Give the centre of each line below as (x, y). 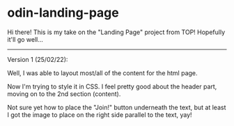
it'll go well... (25, 39)
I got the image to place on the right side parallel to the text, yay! (100, 115)
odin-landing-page (63, 13)
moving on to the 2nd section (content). (64, 94)
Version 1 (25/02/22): (38, 59)
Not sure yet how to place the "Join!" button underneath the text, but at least (117, 107)
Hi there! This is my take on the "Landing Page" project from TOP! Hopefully (116, 32)
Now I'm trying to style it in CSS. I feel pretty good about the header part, (112, 86)
